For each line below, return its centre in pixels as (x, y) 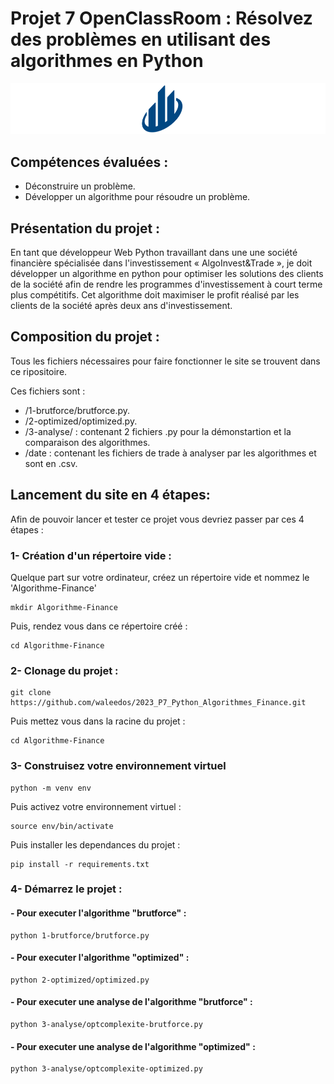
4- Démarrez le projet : (66, 889)
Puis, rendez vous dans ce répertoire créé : (99, 626)
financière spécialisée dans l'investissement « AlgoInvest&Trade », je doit (161, 263)
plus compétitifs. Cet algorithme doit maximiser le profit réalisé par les (155, 295)
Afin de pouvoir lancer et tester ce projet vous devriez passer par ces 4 (157, 519)
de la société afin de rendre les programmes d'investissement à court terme (166, 284)
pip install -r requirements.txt (80, 864)
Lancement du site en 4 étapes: (110, 495)
